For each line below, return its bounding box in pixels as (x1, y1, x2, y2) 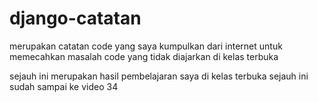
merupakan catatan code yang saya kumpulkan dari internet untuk (9, 40, 283, 52)
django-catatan (9, 7, 142, 30)
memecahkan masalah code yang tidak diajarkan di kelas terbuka (9, 50, 279, 62)
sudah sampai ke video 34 (9, 80, 119, 92)
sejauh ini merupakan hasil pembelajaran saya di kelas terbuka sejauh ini (9, 70, 309, 82)
